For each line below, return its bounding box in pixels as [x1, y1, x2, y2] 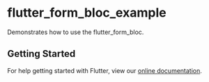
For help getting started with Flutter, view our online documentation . [7, 66, 202, 74]
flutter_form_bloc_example [7, 5, 167, 21]
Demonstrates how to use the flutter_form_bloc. [7, 28, 144, 36]
